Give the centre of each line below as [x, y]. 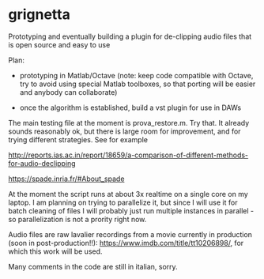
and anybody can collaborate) [68, 92]
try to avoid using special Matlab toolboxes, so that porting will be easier [138, 84]
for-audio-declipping [42, 163]
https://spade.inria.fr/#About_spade [66, 179]
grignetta [40, 15]
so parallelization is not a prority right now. [77, 219]
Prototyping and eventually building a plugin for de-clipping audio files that [130, 36]
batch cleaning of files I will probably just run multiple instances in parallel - [131, 210]
